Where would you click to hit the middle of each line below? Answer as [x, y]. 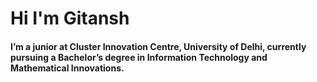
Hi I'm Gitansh [70, 18]
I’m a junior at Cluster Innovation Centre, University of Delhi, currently [158, 46]
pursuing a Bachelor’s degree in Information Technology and [139, 57]
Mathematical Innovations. [67, 68]
